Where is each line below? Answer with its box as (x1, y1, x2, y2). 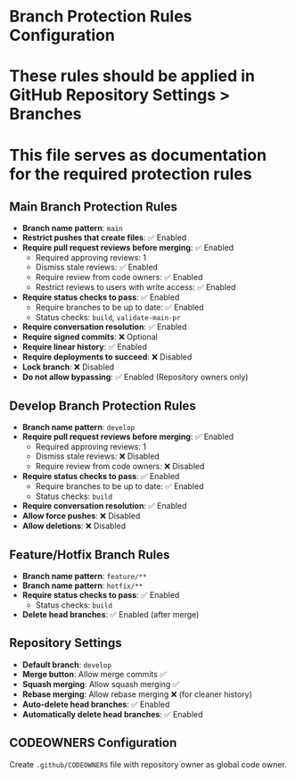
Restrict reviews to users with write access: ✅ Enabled (35, 282, 236, 293)
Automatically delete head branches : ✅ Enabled (21, 709, 203, 719)
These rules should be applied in (9, 66, 256, 87)
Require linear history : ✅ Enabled (21, 342, 147, 352)
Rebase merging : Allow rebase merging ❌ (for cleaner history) (21, 689, 252, 700)
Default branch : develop (21, 659, 112, 670)
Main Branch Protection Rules (9, 199, 178, 214)
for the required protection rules (9, 163, 252, 184)
